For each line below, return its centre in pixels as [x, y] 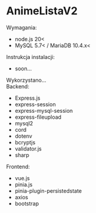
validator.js [28, 149]
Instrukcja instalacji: [30, 57]
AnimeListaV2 [42, 11]
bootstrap [27, 203]
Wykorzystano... [26, 80]
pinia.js [24, 184]
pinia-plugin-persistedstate [48, 191]
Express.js [27, 98]
